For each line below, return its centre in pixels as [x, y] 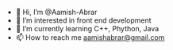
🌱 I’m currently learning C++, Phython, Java [87, 29]
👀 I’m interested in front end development [84, 20]
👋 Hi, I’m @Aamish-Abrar [56, 12]
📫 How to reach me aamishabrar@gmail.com [90, 37]
